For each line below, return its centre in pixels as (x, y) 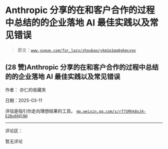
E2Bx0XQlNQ (16, 116)
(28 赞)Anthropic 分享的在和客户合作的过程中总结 (82, 67)
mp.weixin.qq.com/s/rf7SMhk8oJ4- (111, 111)
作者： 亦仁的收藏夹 (25, 89)
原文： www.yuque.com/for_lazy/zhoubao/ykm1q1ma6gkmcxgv (77, 50)
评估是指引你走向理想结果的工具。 (40, 111)
